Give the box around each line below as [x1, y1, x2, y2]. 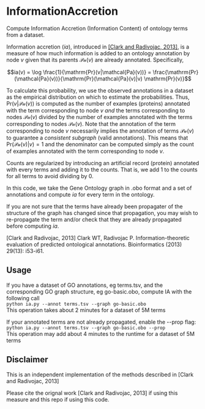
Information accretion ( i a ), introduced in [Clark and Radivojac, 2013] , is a [6, 43, 190, 50]
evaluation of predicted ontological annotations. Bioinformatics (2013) [6, 241, 182, 248]
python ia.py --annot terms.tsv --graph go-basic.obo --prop [6, 324, 166, 331]
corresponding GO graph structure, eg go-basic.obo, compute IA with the [6, 287, 192, 295]
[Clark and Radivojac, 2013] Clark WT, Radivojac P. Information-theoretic [6, 234, 190, 241]
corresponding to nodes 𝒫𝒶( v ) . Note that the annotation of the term [6, 120, 176, 127]
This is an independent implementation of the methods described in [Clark [6, 370, 194, 378]
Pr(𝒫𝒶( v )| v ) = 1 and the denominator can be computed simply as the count [6, 140, 194, 148]
